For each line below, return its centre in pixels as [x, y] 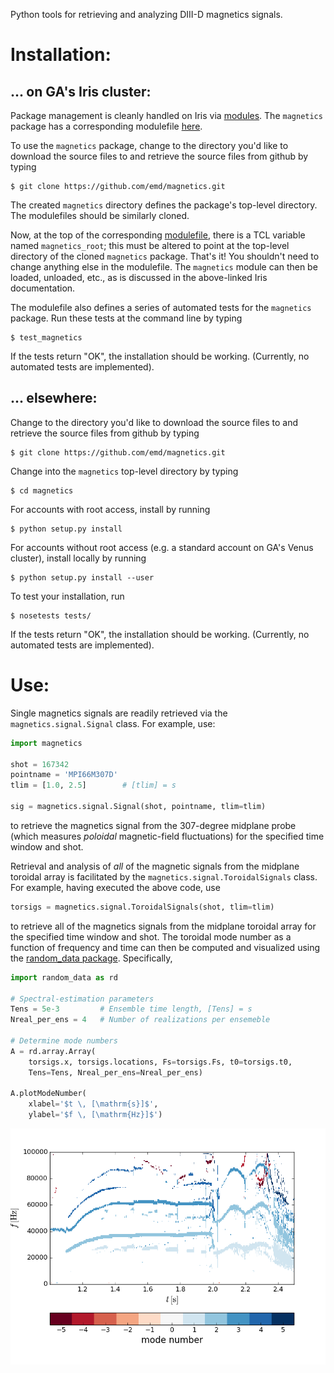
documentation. [43, 288]
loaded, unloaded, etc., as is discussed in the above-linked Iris [139, 277]
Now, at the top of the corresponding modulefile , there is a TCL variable [158, 235]
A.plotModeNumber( [48, 1094]
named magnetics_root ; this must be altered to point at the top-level [150, 245]
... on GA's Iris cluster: [81, 91]
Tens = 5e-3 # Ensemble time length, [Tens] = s [131, 1009]
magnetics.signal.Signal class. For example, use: [113, 723]
